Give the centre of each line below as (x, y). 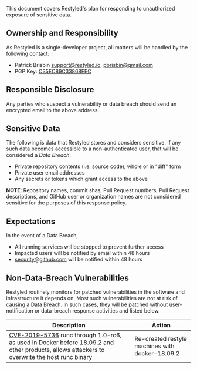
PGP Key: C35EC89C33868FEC (53, 71)
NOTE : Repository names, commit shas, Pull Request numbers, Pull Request (98, 190)
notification (20, 311)
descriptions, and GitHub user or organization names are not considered (94, 197)
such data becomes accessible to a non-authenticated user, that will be (92, 149)
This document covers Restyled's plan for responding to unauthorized (91, 9)
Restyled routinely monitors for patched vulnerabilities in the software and (95, 292)
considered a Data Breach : (39, 155)
